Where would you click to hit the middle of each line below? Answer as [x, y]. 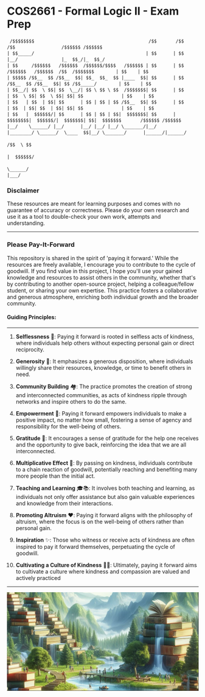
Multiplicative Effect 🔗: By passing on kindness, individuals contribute [104, 463]
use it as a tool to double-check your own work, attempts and [84, 217]
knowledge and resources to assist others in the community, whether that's [102, 277]
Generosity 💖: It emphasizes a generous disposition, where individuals [104, 361]
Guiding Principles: [32, 317]
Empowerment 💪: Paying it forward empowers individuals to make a [101, 413]
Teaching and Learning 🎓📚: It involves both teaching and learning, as [105, 488]
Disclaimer [23, 190]
